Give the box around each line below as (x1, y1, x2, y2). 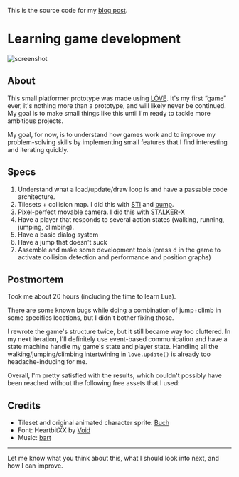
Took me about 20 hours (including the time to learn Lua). (7, 292, 176, 301)
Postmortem (7, 273, 64, 285)
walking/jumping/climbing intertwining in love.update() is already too (7, 350, 211, 358)
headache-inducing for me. (7, 358, 87, 366)
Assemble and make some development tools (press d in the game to (17, 245, 221, 254)
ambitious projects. (7, 117, 64, 125)
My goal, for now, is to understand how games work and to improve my (7, 130, 216, 139)
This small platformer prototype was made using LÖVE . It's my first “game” (7, 94, 226, 102)
